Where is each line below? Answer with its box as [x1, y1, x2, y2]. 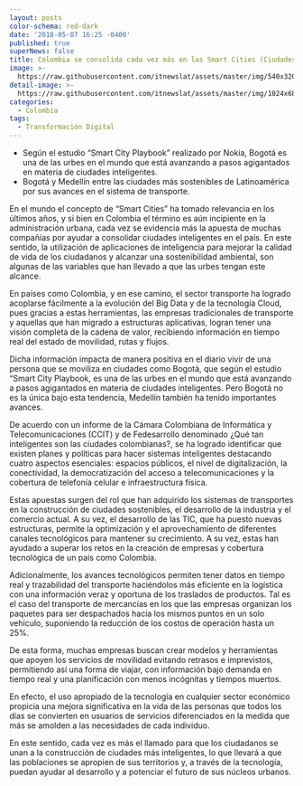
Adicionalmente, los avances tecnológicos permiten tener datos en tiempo [9, 570, 286, 580]
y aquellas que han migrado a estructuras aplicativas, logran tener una [9, 317, 271, 327]
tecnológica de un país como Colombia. [9, 553, 157, 563]
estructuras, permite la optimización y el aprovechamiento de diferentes [9, 524, 277, 534]
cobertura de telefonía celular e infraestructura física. [9, 477, 208, 488]
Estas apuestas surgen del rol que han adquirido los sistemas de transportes [9, 495, 294, 505]
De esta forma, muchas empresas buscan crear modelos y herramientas [9, 645, 278, 656]
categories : [9, 97, 54, 107]
